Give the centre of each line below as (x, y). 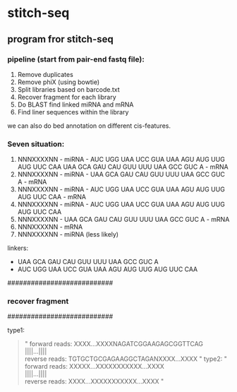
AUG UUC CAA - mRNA (52, 197)
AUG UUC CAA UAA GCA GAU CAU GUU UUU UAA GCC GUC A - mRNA (123, 167)
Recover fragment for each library (67, 97)
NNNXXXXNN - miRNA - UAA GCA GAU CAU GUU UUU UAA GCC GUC (121, 174)
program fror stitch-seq (61, 39)
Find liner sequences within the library (73, 112)
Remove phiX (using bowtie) (59, 82)
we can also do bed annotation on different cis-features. (89, 126)
